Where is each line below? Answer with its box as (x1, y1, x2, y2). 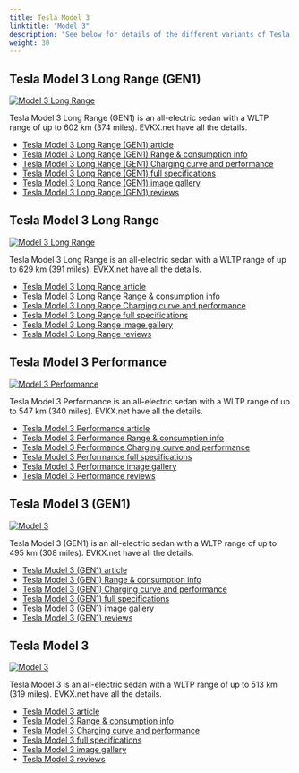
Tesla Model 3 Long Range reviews (21, 328, 152, 339)
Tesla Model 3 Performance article (21, 422, 150, 433)
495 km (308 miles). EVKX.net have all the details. (9, 547, 194, 558)
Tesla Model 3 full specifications (21, 734, 142, 745)
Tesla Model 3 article (21, 706, 100, 717)
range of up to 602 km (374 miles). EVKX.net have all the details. (9, 122, 248, 133)
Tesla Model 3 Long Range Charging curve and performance (21, 300, 246, 310)
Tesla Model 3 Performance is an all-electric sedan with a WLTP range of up (9, 395, 291, 406)
